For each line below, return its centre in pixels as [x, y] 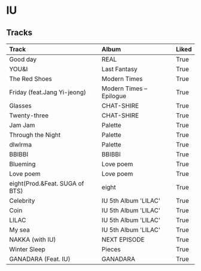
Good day [23, 59]
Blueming [22, 164]
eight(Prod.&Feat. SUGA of [47, 183]
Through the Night [35, 135]
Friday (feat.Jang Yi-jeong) [48, 92]
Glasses [20, 106]
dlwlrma [20, 144]
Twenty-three [29, 115]
